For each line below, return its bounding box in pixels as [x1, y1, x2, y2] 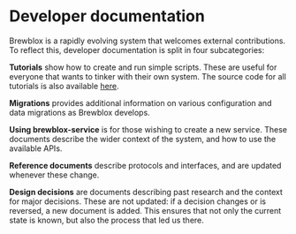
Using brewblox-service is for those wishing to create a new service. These [9, 124, 287, 134]
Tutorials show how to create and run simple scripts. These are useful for [9, 62, 277, 72]
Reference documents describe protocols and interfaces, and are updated [9, 160, 282, 170]
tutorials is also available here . [9, 80, 119, 91]
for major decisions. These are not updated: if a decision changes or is [9, 196, 267, 207]
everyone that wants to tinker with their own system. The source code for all [9, 71, 287, 81]
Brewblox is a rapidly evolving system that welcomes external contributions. [9, 35, 285, 46]
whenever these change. [9, 170, 100, 180]
